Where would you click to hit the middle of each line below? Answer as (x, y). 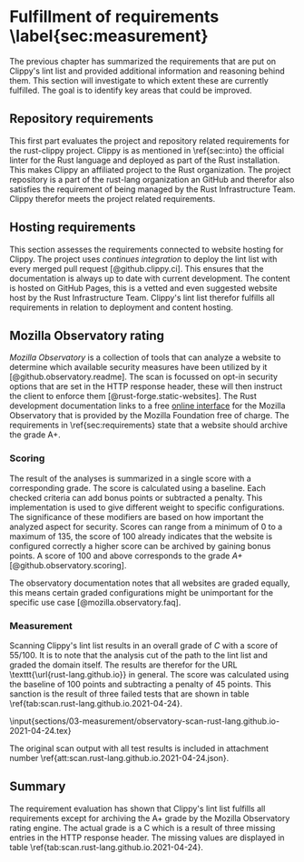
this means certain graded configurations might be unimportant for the (142, 592)
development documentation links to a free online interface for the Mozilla (147, 406)
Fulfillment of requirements (114, 17)
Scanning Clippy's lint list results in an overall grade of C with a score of (144, 645)
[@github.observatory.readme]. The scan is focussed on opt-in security (144, 377)
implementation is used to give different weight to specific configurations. (147, 507)
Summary (38, 787)
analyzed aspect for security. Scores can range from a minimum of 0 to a (146, 526)
